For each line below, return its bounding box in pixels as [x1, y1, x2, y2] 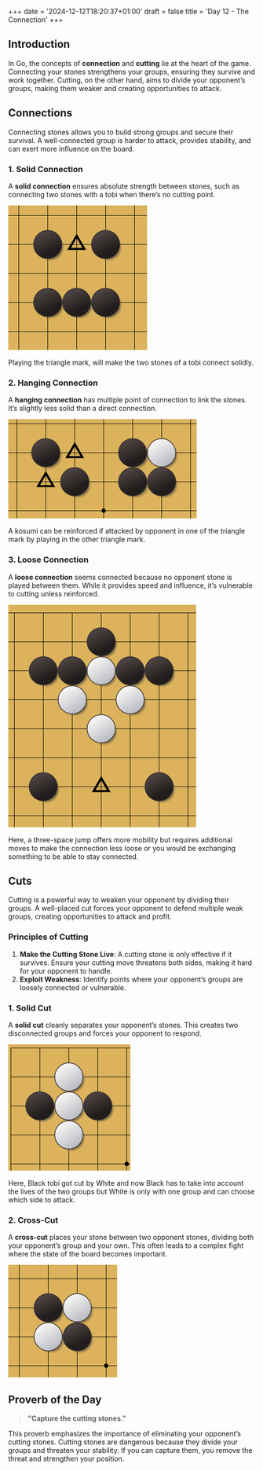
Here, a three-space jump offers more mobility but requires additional [8, 835, 233, 844]
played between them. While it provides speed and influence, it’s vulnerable [8, 581, 253, 590]
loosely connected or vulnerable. [19, 982, 126, 992]
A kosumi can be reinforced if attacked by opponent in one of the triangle [8, 526, 246, 536]
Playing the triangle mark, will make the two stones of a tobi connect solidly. [8, 358, 254, 367]
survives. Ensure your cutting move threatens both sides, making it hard [19, 958, 253, 967]
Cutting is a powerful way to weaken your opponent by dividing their [8, 895, 229, 904]
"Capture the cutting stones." [27, 1414, 127, 1423]
